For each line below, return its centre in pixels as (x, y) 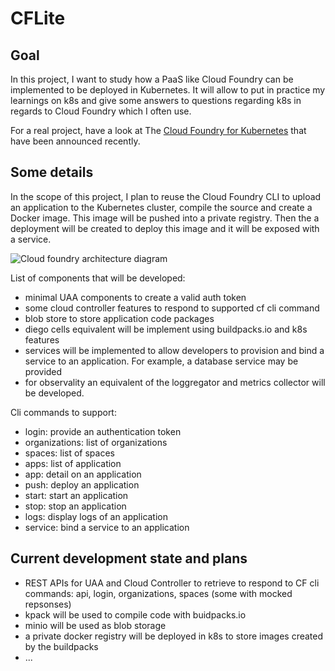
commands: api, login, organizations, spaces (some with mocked (158, 593)
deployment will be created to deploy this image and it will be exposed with (165, 228)
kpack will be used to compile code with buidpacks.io (135, 614)
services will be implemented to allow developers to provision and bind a (174, 350)
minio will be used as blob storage (95, 625)
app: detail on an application (83, 474)
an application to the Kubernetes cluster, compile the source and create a (161, 207)
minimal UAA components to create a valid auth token (135, 297)
